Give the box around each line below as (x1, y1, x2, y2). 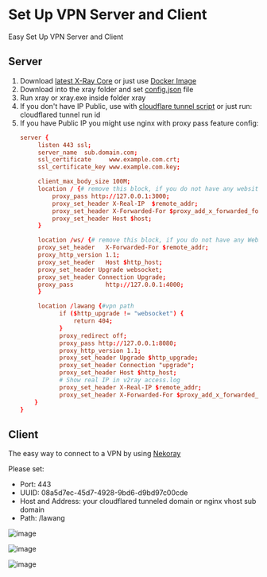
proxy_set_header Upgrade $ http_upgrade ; (59, 354, 199, 362)
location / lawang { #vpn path (37, 302, 134, 311)
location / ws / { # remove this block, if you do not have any (37, 236, 245, 244)
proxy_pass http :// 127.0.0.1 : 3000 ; (52, 192, 170, 200)
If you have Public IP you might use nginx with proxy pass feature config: (19, 118, 259, 128)
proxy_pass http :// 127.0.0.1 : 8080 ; (59, 339, 177, 347)
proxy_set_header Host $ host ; (52, 215, 153, 223)
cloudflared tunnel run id (19, 110, 101, 119)
